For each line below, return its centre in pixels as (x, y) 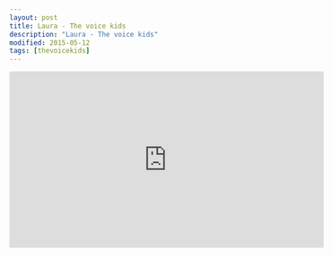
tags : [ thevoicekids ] (50, 51)
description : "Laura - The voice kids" (84, 34)
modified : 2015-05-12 (50, 43)
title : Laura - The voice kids (68, 26)
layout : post (34, 17)
